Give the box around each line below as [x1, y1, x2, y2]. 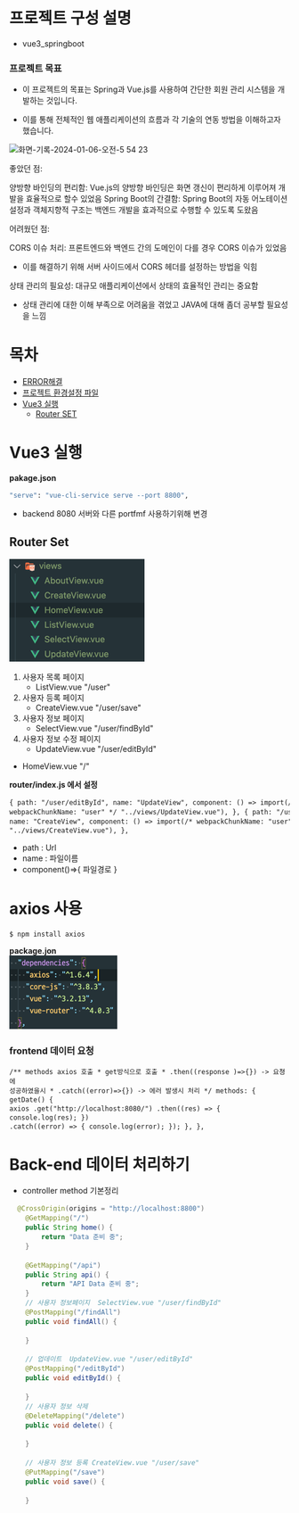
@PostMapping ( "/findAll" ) [25, 1308, 122, 1317]
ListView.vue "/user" [35, 682, 111, 692]
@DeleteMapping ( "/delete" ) [25, 1411, 125, 1420]
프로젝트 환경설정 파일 [21, 387, 100, 398]
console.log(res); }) [9, 1112, 90, 1122]
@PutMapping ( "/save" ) [25, 1468, 105, 1476]
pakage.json [9, 473, 57, 484]
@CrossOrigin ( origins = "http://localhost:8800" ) [17, 1204, 205, 1213]
